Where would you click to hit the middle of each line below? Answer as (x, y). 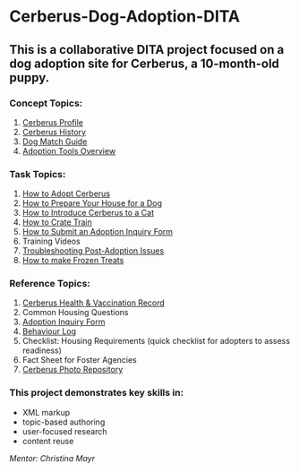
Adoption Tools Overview (69, 150)
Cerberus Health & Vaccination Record (94, 303)
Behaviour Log (49, 331)
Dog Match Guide (55, 142)
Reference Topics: (50, 284)
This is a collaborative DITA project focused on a (147, 50)
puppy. (30, 77)
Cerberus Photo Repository (73, 370)
